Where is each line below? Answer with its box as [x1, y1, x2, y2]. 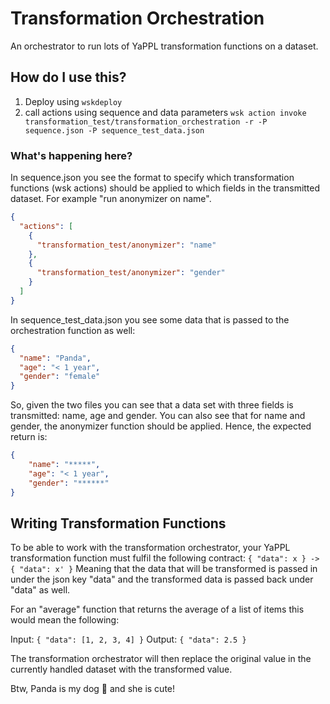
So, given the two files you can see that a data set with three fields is [10, 399, 294, 411]
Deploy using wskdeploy [24, 95, 123, 107]
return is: [10, 431, 48, 443]
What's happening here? [10, 148, 133, 162]
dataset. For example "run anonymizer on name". [10, 193, 212, 205]
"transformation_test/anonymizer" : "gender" [36, 268, 226, 278]
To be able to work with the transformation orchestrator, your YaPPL [10, 542, 291, 554]
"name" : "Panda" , [19, 353, 92, 363]
